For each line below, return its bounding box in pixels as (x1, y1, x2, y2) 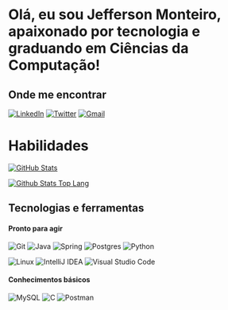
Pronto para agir (8, 223, 64, 233)
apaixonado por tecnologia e (8, 22, 201, 41)
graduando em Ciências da (8, 40, 189, 57)
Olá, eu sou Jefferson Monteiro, (8, 6, 222, 24)
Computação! (8, 56, 101, 75)
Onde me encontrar (8, 87, 107, 101)
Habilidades (8, 137, 89, 155)
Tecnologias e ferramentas (8, 201, 145, 215)
